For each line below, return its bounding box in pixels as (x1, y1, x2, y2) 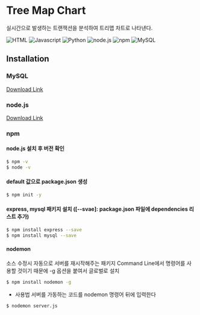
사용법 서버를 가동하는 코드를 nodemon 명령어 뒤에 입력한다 (14, 290, 157, 298)
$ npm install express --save (6, 227, 83, 233)
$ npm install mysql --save (6, 232, 77, 239)
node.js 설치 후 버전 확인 (6, 145, 65, 152)
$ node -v (6, 164, 31, 170)
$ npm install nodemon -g (6, 279, 71, 285)
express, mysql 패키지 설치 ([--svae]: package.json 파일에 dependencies (6, 205, 188, 213)
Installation (6, 54, 49, 64)
